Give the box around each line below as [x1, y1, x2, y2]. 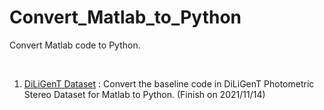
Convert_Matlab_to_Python [9, 6, 242, 29]
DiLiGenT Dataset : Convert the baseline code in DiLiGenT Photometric [23, 77, 315, 90]
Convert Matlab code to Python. [9, 39, 141, 51]
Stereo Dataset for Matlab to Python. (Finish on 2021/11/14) [23, 88, 266, 100]
